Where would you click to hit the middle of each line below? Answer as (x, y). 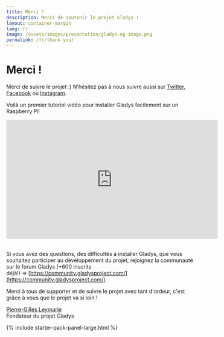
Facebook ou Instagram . (37, 93)
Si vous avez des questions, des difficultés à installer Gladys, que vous (94, 254)
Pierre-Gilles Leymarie (34, 309)
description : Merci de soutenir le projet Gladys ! (72, 18)
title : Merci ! (25, 12)
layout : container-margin (39, 23)
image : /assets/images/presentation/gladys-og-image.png (79, 34)
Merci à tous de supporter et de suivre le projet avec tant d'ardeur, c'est (96, 291)
